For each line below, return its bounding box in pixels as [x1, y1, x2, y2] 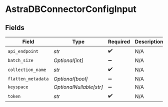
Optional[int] [53, 57, 83, 63]
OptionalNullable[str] [53, 83, 103, 90]
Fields [5, 23, 25, 32]
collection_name [7, 66, 46, 72]
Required [108, 38, 130, 45]
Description [134, 38, 163, 45]
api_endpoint [7, 48, 39, 54]
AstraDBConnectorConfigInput [5, 3, 136, 15]
